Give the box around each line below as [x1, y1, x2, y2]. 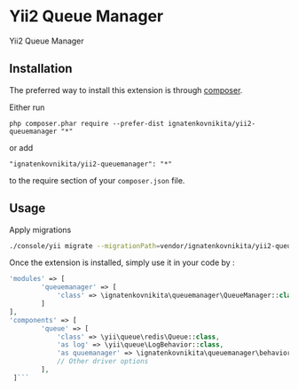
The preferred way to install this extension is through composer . [9, 84, 243, 95]
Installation [9, 61, 73, 76]
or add [9, 142, 34, 152]
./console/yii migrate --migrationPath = [9, 241, 161, 250]
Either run [9, 102, 45, 113]
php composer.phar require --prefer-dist [9, 119, 165, 128]
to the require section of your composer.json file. [9, 175, 185, 185]
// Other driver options [56, 357, 149, 366]
